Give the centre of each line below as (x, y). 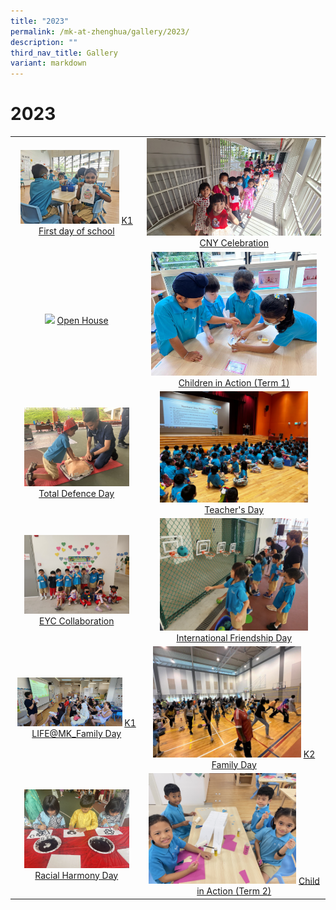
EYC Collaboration (77, 621)
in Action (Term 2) (234, 891)
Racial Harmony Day (76, 875)
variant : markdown (48, 63)
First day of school (76, 231)
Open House (82, 321)
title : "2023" (40, 21)
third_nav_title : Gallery (64, 53)
